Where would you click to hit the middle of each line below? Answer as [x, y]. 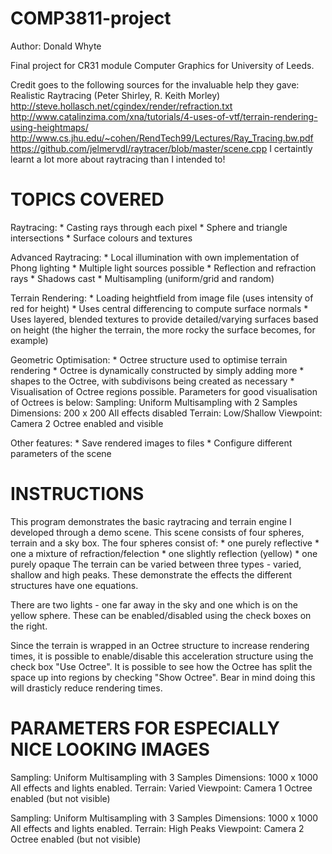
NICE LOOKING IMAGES [110, 749]
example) [29, 340]
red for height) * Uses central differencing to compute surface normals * [159, 308]
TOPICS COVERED [87, 199]
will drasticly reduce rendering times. [86, 688]
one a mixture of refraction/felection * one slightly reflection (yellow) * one [164, 553]
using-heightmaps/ [49, 127]
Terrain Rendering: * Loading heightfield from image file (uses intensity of [162, 298]
